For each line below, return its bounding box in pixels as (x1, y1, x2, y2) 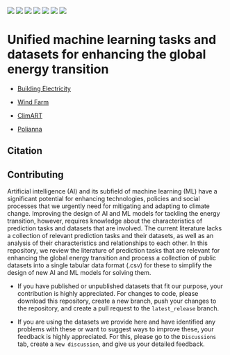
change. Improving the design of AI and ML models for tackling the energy (7, 210, 220, 218)
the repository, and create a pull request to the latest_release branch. (17, 304, 220, 313)
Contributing (7, 168, 64, 180)
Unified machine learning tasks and (7, 32, 217, 48)
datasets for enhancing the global (7, 47, 206, 63)
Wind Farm (17, 97, 49, 106)
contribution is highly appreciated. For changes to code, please (17, 290, 199, 298)
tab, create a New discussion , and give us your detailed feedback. (17, 340, 205, 348)
